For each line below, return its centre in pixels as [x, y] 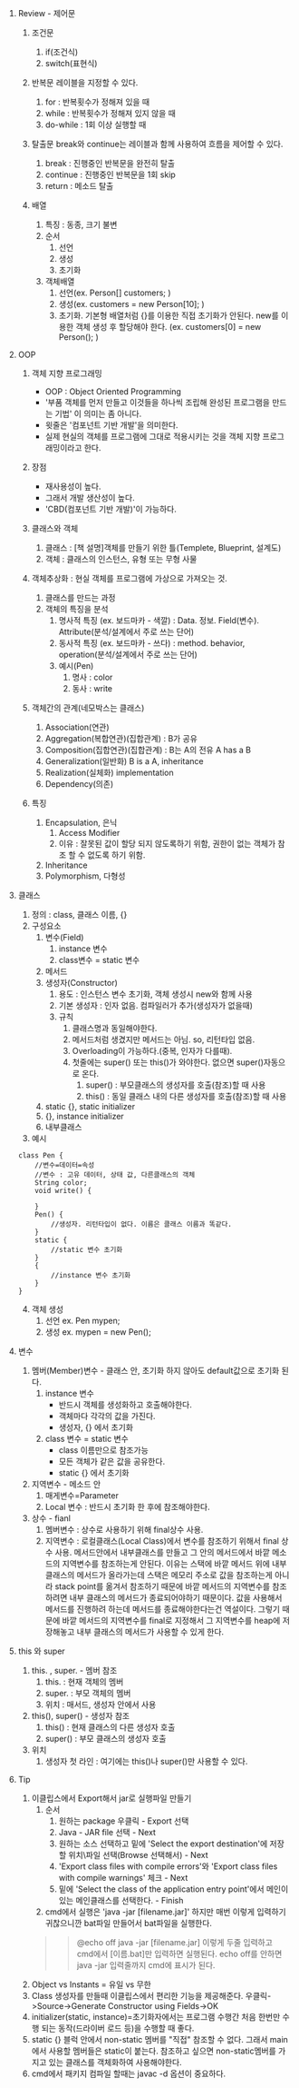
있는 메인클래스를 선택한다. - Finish [121, 1900]
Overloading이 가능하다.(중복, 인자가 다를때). [152, 1051]
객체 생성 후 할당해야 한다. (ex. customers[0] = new [169, 327]
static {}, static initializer [90, 1106]
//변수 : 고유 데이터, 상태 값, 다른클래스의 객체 [115, 1175]
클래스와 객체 [55, 528]
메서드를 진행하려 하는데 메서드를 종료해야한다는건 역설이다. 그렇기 [163, 1609]
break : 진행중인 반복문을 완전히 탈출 [110, 163]
